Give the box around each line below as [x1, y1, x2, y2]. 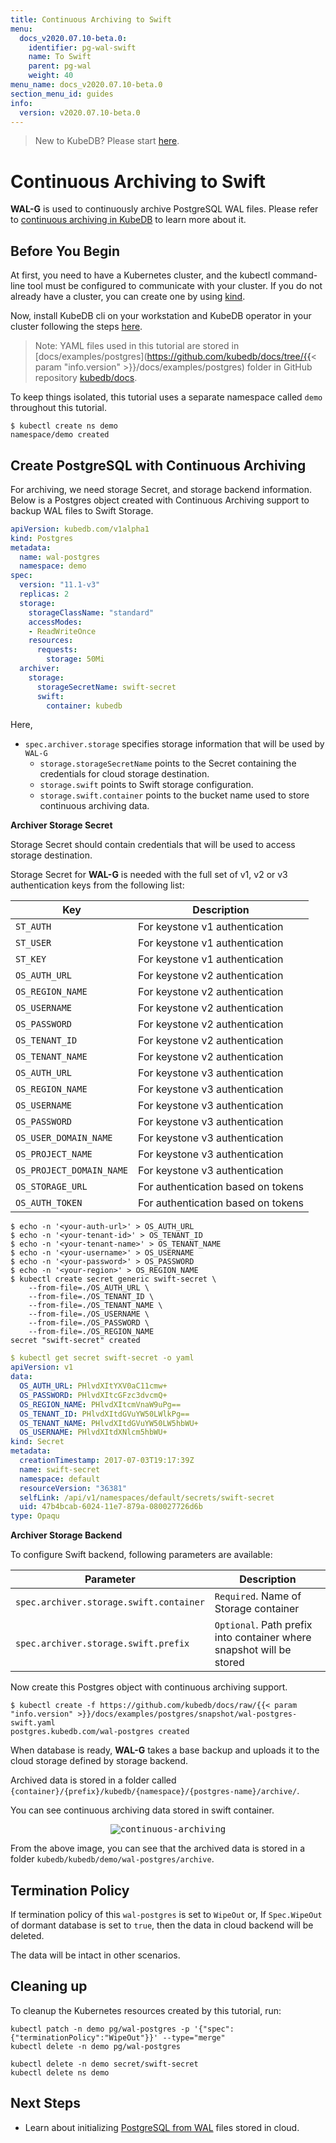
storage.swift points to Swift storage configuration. [39, 779, 254, 791]
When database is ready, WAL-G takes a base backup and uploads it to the [10, 1744, 320, 1756]
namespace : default [19, 1474, 101, 1484]
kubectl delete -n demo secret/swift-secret [10, 2059, 199, 2069]
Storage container [214, 1602, 300, 1616]
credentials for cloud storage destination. [39, 768, 210, 780]
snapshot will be [214, 1643, 292, 1657]
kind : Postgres [10, 533, 74, 543]
